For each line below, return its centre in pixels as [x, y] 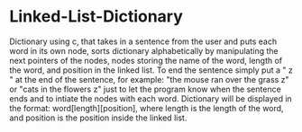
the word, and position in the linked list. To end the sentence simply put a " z [151, 70]
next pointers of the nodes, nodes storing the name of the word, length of [146, 60]
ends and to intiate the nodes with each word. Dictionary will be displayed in [151, 98]
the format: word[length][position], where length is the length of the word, [146, 108]
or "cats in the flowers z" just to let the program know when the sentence [145, 89]
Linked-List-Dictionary [96, 17]
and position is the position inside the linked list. [98, 118]
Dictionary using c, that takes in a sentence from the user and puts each [143, 41]
